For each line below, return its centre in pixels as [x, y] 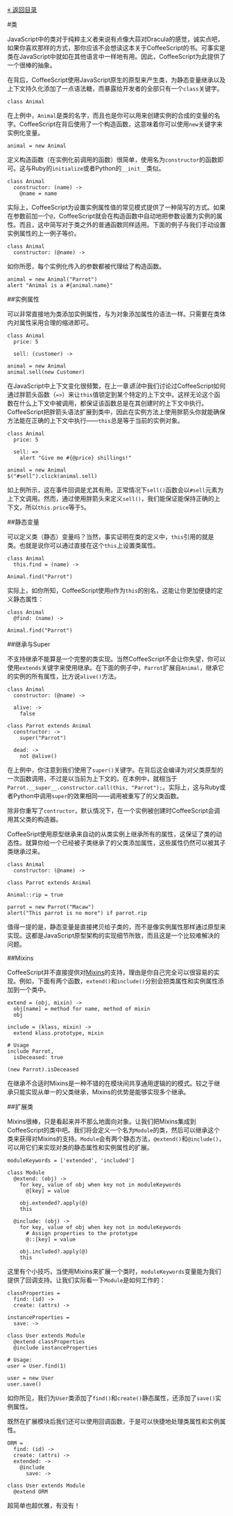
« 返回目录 [22, 10]
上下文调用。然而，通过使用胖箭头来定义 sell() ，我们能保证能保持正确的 [111, 499]
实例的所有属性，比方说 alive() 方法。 [67, 676]
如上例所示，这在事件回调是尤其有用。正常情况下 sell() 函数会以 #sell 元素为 [115, 490]
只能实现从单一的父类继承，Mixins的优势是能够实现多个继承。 [101, 1092]
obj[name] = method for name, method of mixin [82, 1009]
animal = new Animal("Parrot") [52, 279]
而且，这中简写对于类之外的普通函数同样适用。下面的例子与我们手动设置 [122, 225]
